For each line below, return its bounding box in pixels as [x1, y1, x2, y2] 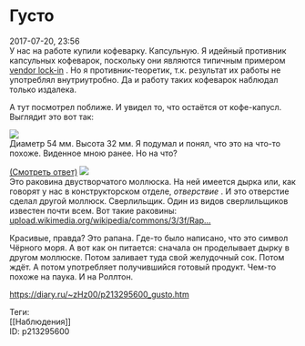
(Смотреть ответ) [9, 166, 78, 178]
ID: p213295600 [9, 325, 70, 337]
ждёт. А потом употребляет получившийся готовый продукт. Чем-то [9, 261, 277, 272]
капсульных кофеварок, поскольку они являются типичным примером [9, 55, 286, 66]
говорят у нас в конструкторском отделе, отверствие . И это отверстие [9, 186, 290, 197]
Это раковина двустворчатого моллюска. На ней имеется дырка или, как [9, 176, 296, 187]
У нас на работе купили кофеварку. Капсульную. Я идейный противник [9, 45, 287, 56]
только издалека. [9, 84, 77, 95]
